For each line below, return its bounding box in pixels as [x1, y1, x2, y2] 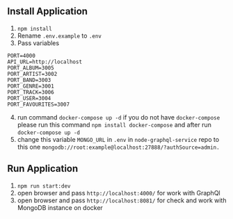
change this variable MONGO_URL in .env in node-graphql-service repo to [17, 135, 220, 143]
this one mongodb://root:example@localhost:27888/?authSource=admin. [17, 143, 220, 151]
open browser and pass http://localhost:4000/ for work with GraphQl [17, 188, 220, 197]
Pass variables [17, 38, 60, 47]
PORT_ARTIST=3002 [7, 70, 58, 77]
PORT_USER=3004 [7, 95, 51, 102]
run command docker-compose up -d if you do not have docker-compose [17, 113, 220, 121]
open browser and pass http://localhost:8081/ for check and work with [17, 196, 227, 204]
